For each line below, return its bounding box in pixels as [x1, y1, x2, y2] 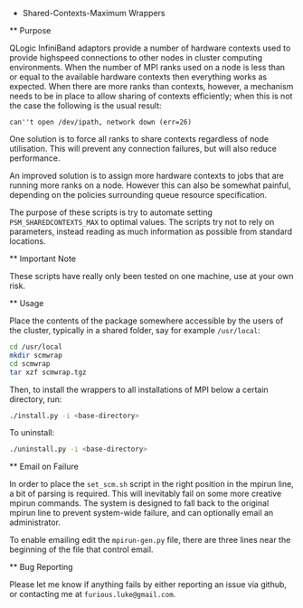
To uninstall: [9, 427, 55, 438]
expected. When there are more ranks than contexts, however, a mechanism [9, 81, 294, 91]
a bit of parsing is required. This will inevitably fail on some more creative [9, 488, 282, 500]
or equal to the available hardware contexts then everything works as [9, 71, 268, 82]
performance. [9, 153, 61, 164]
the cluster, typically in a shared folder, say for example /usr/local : [9, 325, 260, 335]
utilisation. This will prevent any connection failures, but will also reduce [9, 144, 278, 154]
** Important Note [9, 253, 77, 264]
